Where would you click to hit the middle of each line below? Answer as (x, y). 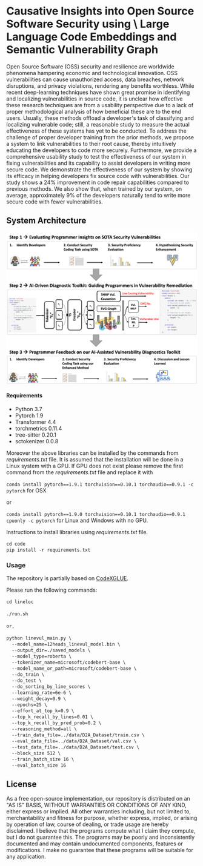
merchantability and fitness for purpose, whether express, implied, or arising (102, 818)
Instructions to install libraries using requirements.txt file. (77, 532)
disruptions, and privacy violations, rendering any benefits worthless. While (100, 85)
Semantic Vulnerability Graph (82, 50)
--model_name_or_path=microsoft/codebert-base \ (74, 669)
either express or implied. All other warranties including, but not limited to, (98, 811)
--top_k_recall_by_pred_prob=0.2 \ (57, 723)
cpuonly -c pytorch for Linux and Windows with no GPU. (77, 521)
